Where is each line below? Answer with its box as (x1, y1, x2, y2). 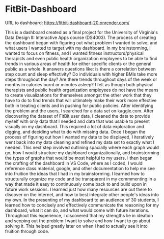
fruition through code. (5, 228, 50, 234)
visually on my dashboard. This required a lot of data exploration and (5, 123, 144, 129)
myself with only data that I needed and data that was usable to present (5, 118, 150, 124)
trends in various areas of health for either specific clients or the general (5, 61, 152, 67)
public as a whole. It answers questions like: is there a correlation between (5, 66, 156, 72)
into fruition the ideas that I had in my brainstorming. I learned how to (5, 171, 145, 176)
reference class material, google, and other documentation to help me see (5, 165, 155, 171)
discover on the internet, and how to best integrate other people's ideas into (5, 191, 159, 198)
